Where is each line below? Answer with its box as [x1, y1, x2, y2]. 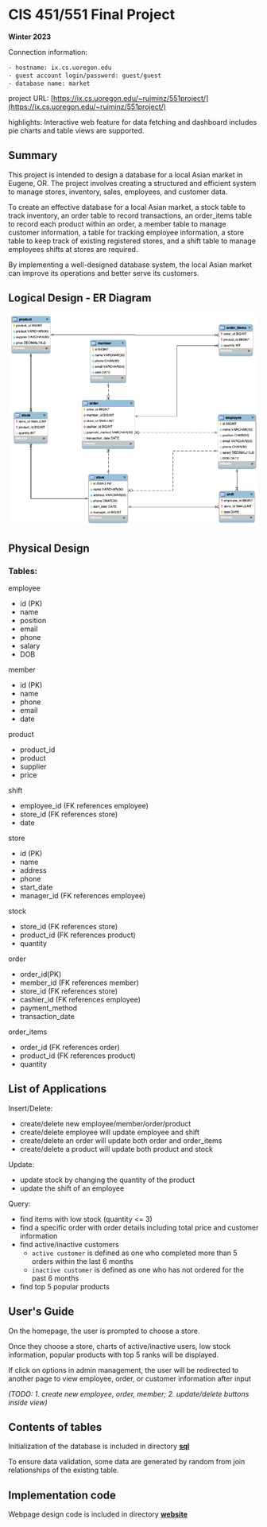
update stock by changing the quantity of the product [19, 1175, 195, 1184]
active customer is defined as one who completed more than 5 [31, 1248, 238, 1258]
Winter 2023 [8, 32, 52, 41]
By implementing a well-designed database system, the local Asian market [8, 260, 253, 269]
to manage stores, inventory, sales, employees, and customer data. [8, 187, 228, 196]
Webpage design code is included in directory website [8, 1510, 188, 1519]
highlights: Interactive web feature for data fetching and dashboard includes [8, 117, 257, 126]
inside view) [8, 1397, 48, 1407]
